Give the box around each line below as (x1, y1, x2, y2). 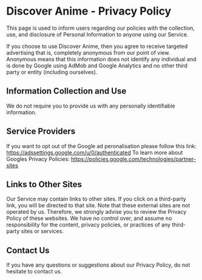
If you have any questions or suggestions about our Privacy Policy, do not (6, 261, 190, 268)
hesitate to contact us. (6, 268, 62, 275)
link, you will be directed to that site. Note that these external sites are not (6, 202, 190, 209)
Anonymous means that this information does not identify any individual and (6, 55, 197, 63)
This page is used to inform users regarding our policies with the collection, (6, 24, 195, 32)
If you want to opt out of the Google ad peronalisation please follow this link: (6, 142, 197, 149)
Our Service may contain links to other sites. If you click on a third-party (6, 196, 186, 203)
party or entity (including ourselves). (6, 68, 98, 75)
